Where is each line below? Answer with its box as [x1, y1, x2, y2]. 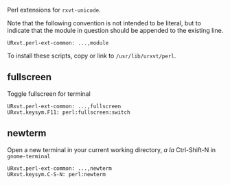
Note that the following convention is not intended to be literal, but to [7, 19, 201, 27]
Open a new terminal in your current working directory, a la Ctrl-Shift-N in [7, 145, 216, 153]
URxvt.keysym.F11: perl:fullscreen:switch [7, 109, 130, 116]
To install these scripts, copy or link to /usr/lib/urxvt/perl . [7, 51, 176, 60]
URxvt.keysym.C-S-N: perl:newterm [7, 171, 106, 177]
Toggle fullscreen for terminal [7, 89, 91, 98]
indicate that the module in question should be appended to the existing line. [7, 27, 224, 34]
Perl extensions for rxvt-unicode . [7, 6, 101, 14]
